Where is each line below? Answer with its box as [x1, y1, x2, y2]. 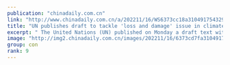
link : [7, 16, 23, 23]
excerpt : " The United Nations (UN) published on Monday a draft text [7, 28, 213, 36]
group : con [7, 41, 38, 48]
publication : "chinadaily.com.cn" [7, 9, 106, 17]
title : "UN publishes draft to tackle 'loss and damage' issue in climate [7, 22, 225, 29]
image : [7, 35, 26, 42]
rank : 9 [7, 48, 29, 55]
